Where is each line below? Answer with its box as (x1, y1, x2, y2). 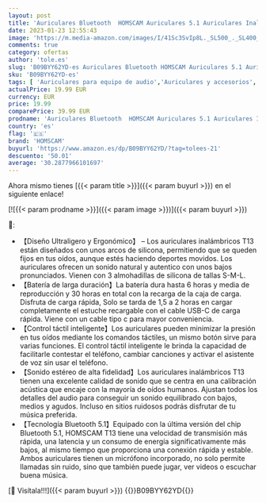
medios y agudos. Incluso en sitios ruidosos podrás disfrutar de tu (19, 401, 236, 411)
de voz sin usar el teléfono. (19, 358, 108, 367)
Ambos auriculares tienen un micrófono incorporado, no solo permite (19, 454, 245, 463)
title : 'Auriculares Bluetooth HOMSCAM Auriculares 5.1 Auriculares (8, 19, 243, 27)
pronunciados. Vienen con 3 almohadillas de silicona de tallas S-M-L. (19, 271, 246, 280)
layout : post (8, 11, 51, 20)
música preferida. (19, 410, 78, 420)
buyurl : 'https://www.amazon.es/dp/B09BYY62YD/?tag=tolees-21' (8, 144, 222, 152)
